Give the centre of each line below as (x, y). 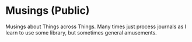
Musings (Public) (48, 11)
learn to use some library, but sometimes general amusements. (81, 32)
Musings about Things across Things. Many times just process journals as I (96, 26)
